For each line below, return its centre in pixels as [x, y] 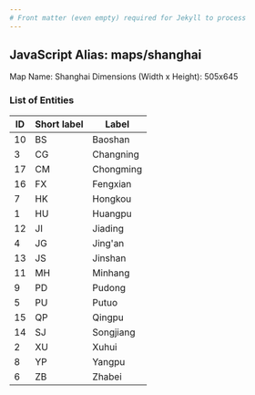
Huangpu [112, 213]
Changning [116, 154]
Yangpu [109, 361]
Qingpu [108, 317]
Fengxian [112, 183]
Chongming [117, 169]
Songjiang [114, 332]
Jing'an [108, 243]
